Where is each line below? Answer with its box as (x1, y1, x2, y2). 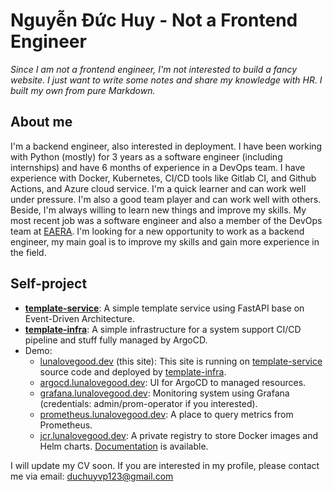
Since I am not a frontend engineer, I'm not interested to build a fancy (10, 63, 298, 75)
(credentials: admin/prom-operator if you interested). (39, 397, 258, 409)
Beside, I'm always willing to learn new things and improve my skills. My (10, 204, 307, 216)
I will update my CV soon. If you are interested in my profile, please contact (10, 459, 320, 471)
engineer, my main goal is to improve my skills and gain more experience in (10, 235, 320, 248)
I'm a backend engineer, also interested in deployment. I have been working (10, 140, 323, 152)
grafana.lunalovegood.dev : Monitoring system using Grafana (39, 387, 290, 399)
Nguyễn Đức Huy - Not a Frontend (10, 9, 298, 32)
